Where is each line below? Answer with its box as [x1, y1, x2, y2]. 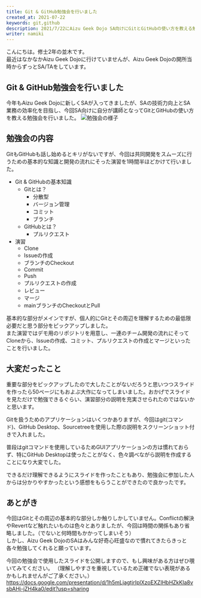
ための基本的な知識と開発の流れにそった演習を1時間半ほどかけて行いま [11, 158, 187, 165]
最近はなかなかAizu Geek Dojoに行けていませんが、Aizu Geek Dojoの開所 [6, 56, 187, 63]
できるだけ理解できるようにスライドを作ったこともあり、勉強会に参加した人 [6, 471, 194, 478]
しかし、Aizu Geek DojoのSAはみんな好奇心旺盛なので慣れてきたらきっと [6, 537, 187, 544]
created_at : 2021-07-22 [6, 14, 66, 20]
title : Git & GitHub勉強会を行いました [6, 8, 98, 15]
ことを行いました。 [6, 344, 54, 352]
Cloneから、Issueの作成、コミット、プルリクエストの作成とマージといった [6, 337, 191, 344]
